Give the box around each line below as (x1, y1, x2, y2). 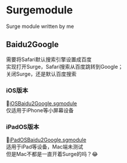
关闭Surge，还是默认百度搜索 (6, 70, 77, 77)
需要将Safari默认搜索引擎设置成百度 (6, 56, 92, 63)
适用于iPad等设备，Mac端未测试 (6, 143, 83, 150)
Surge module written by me (6, 23, 75, 30)
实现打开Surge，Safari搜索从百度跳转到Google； (6, 63, 124, 70)
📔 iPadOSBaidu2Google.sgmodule (6, 136, 86, 143)
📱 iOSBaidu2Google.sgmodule (6, 100, 77, 107)
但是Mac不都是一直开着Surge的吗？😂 (6, 151, 98, 158)
